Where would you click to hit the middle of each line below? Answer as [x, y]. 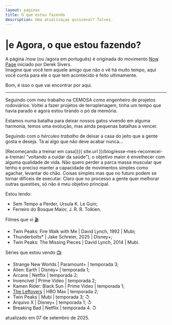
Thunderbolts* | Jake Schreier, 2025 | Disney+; [62, 237]
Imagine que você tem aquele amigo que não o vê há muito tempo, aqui [81, 70]
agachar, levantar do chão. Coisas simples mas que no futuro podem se [81, 173]
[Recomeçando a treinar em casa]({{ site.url [52, 151]
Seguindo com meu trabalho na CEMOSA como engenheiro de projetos [80, 100]
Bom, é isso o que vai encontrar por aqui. [49, 85]
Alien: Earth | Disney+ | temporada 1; [51, 270]
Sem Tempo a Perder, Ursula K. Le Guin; [55, 204]
